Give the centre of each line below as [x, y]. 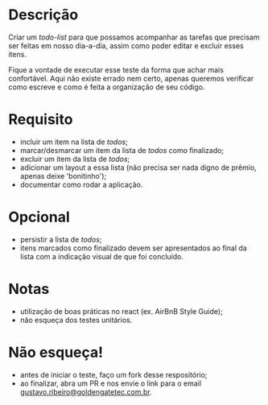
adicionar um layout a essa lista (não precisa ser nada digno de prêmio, [138, 167]
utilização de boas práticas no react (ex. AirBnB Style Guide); [121, 311]
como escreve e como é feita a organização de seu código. [107, 87]
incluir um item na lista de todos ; [74, 142]
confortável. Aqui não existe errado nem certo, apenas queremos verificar [131, 78]
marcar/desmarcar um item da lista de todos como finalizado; [122, 150]
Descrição [43, 15]
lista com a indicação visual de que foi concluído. [101, 256]
